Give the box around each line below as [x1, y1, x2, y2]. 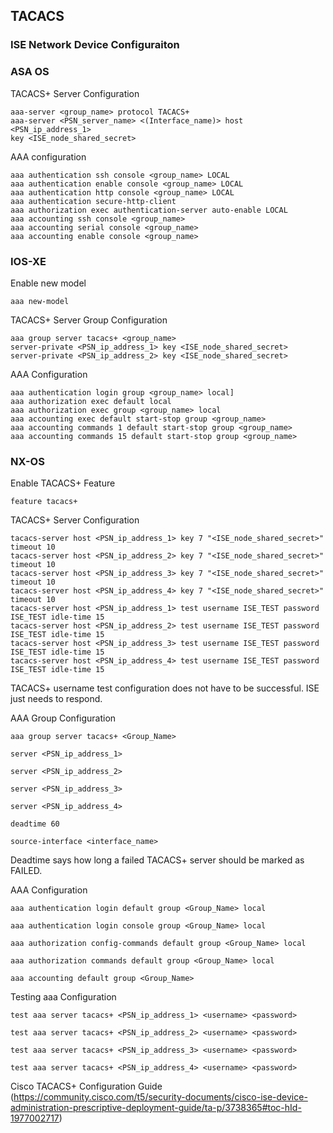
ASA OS [10, 65, 50, 79]
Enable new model [10, 277, 87, 289]
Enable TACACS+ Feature [10, 477, 116, 489]
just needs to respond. [10, 693, 103, 705]
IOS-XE [10, 254, 47, 268]
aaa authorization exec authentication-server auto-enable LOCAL [10, 205, 288, 215]
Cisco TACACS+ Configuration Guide [10, 1080, 163, 1093]
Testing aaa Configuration [10, 991, 117, 1003]
